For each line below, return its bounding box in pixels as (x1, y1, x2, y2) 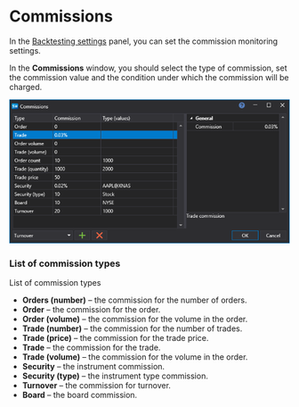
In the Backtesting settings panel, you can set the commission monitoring (9, 36, 279, 46)
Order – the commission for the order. (21, 303, 161, 314)
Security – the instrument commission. (21, 361, 166, 371)
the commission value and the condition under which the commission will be (9, 71, 289, 82)
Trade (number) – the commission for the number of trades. (21, 323, 243, 334)
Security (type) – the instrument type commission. (21, 370, 209, 381)
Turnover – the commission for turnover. (21, 379, 172, 390)
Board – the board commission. (21, 389, 138, 400)
